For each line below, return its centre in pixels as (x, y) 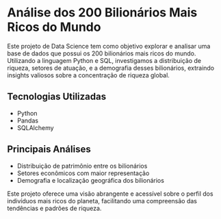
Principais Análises (49, 150)
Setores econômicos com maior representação (83, 173)
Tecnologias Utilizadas (57, 97)
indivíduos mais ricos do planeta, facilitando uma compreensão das (102, 201)
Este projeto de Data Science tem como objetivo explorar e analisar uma (109, 46)
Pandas (28, 120)
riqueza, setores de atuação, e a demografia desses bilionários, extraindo (111, 68)
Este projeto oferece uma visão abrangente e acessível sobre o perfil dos (110, 194)
